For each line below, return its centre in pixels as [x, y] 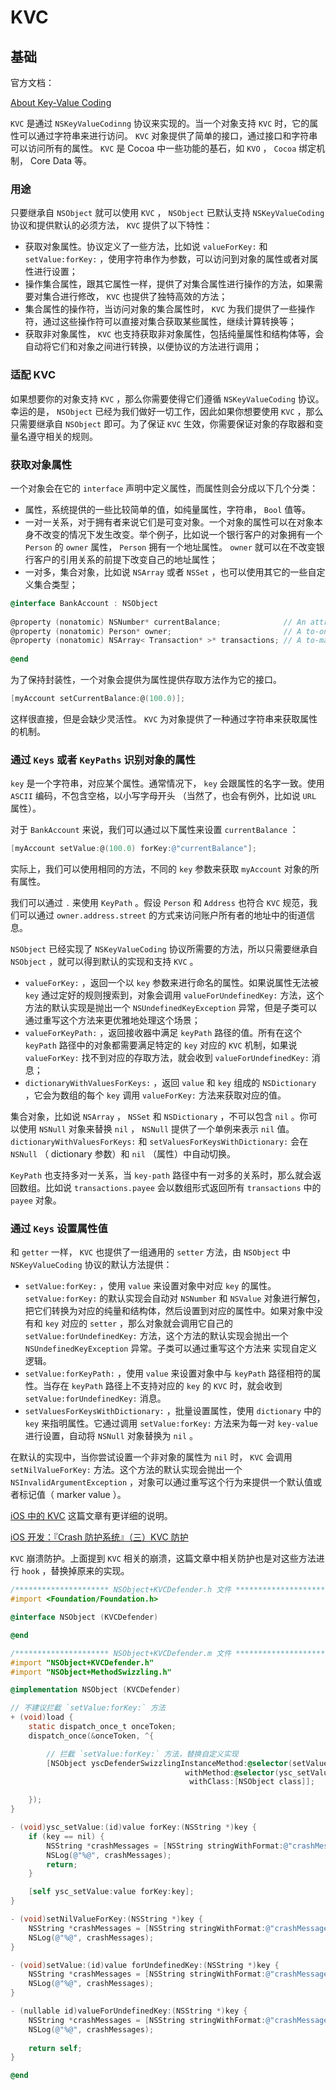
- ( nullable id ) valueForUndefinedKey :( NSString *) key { [129, 2011]
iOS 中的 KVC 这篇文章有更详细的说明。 [91, 1516]
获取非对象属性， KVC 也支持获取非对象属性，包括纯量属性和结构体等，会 [174, 334]
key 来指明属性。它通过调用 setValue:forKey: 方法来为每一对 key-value [171, 1423]
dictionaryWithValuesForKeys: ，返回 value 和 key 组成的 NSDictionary [170, 1083]
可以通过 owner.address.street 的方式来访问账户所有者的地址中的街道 [162, 915]
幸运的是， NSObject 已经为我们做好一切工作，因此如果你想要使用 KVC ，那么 [167, 411]
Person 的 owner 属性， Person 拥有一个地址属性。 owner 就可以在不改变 [170, 547]
